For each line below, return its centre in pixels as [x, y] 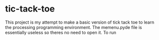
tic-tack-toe [30, 9]
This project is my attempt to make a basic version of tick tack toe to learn [80, 22]
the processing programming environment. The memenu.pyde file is [74, 27]
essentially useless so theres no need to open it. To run [61, 32]
